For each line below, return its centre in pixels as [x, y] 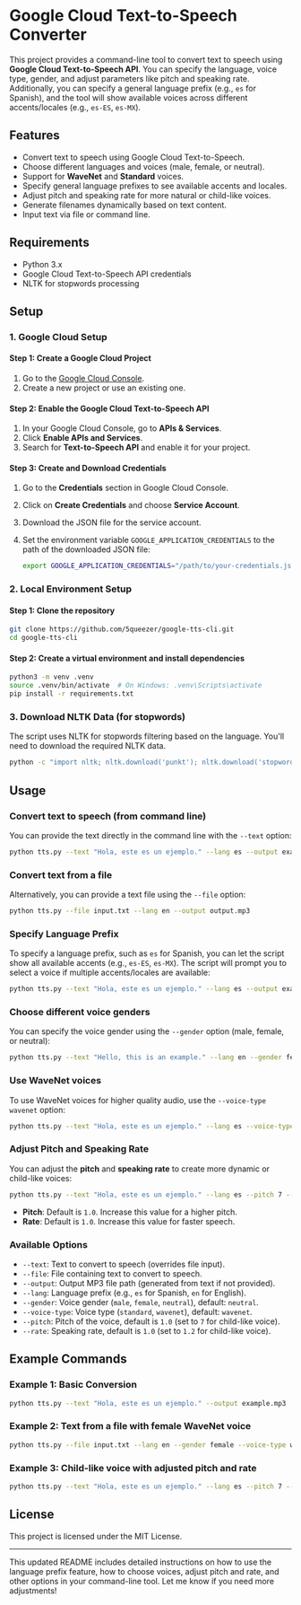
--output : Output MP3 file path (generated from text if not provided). [149, 1283]
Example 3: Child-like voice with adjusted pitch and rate [133, 1468]
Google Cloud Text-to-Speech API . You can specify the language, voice [143, 69]
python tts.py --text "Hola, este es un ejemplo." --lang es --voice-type [152, 1126]
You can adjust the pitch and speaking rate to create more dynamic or [140, 1169]
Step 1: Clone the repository [62, 610]
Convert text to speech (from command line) [108, 816]
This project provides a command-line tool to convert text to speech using [146, 59]
